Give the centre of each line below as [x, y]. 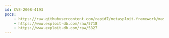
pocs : [10, 14]
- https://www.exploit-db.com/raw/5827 [56, 28]
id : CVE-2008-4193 [24, 10]
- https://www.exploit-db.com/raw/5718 [56, 23]
